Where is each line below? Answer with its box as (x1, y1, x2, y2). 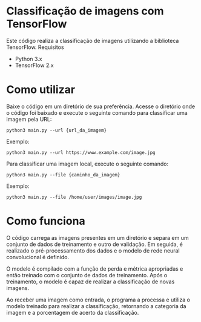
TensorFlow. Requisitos (6, 43, 65, 51)
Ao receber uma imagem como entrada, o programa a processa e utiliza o (6, 296, 191, 303)
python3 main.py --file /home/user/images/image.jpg (6, 194, 142, 200)
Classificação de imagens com (6, 4, 164, 18)
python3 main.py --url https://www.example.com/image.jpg (6, 149, 156, 155)
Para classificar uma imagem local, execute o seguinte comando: (6, 160, 168, 167)
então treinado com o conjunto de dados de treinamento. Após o (6, 271, 168, 279)
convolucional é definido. (6, 253, 70, 260)
